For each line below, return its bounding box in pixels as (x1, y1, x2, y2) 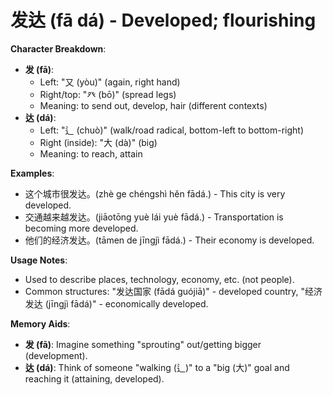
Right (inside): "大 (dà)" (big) (39, 136, 158, 148)
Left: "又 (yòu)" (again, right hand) (39, 76, 181, 88)
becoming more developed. (24, 222, 139, 234)
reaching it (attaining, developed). (24, 372, 165, 385)
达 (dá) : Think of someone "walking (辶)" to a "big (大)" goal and (24, 361, 290, 373)
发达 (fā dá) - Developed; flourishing (10, 9, 317, 32)
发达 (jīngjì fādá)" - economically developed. (24, 297, 209, 310)
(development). (24, 349, 88, 361)
